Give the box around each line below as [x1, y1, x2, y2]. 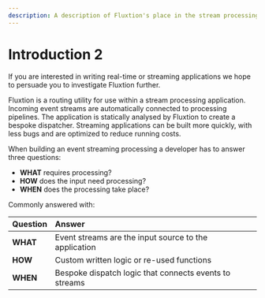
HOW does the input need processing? [19, 176, 147, 185]
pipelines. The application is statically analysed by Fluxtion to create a [8, 112, 236, 121]
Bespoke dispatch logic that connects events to [54, 267, 231, 278]
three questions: [8, 152, 62, 162]
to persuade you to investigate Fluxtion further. [8, 80, 161, 89]
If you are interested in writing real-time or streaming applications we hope [8, 72, 251, 81]
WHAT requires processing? [19, 167, 112, 177]
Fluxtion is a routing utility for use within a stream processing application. [8, 95, 246, 105]
